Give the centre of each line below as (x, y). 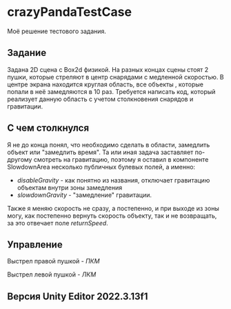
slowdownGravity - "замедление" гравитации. (84, 195)
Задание (27, 53)
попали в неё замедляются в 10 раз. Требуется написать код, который (111, 91)
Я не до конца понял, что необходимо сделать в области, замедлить (109, 144)
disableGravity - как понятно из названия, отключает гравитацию (113, 180)
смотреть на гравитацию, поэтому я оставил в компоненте (121, 159)
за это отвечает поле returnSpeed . (58, 223)
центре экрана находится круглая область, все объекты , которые (105, 84)
